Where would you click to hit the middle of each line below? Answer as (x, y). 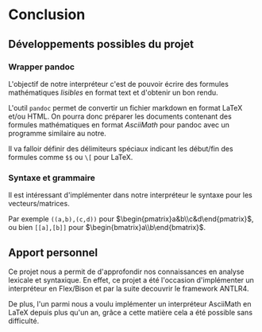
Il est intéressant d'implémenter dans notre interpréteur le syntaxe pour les (130, 195)
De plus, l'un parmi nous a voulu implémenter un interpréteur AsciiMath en (130, 303)
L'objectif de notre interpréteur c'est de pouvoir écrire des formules (118, 84)
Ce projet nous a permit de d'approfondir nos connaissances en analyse (126, 271)
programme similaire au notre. (58, 133)
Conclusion (47, 15)
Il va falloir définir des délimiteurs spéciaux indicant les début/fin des (121, 148)
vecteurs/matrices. (39, 204)
